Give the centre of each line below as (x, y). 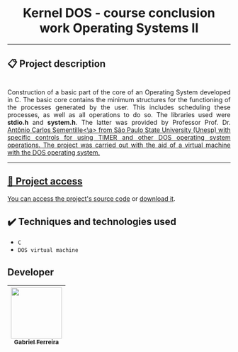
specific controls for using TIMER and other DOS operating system (119, 137)
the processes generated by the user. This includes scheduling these (119, 107)
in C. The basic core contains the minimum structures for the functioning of (119, 99)
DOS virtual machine (48, 251)
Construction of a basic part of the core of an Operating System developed (119, 92)
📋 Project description (57, 64)
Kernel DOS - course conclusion (119, 13)
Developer (31, 272)
